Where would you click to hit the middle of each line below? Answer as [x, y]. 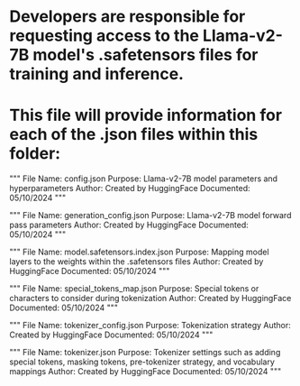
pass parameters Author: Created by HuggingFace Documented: [129, 225]
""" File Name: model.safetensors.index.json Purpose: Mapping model [139, 252]
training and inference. [97, 74]
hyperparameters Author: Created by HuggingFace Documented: [130, 188]
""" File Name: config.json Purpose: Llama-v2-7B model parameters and [143, 179]
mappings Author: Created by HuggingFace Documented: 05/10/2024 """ [145, 372]
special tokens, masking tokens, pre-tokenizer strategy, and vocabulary [142, 362]
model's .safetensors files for [145, 55]
